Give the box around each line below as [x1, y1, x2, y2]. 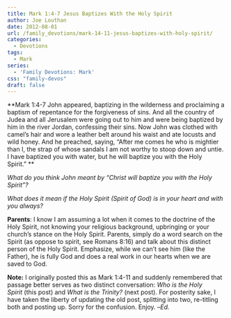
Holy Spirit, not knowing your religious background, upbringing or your [7, 222, 210, 231]
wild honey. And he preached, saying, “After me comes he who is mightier [7, 137, 219, 146]
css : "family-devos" [7, 75, 67, 82]
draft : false [7, 82, 45, 89]
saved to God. [7, 259, 47, 268]
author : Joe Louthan [7, 17, 67, 24]
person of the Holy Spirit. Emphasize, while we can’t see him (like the [7, 245, 205, 253]
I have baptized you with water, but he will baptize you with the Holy [7, 153, 202, 161]
